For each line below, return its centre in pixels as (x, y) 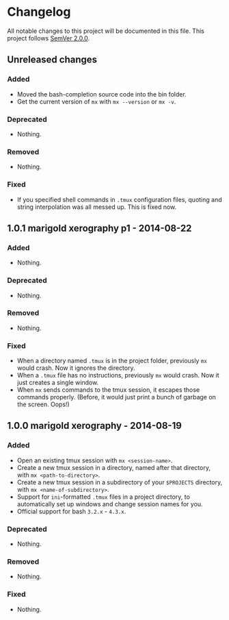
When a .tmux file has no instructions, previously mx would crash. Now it (118, 375)
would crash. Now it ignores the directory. (76, 368)
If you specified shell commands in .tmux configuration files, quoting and (119, 199)
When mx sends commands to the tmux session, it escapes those (108, 390)
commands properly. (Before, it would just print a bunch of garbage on (117, 397)
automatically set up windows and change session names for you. (110, 504)
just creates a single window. (58, 383)
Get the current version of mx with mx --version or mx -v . (96, 101)
